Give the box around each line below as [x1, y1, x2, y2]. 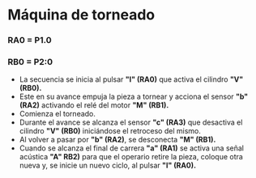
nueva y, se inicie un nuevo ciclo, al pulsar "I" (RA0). [19, 160, 196, 171]
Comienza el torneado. [19, 109, 96, 119]
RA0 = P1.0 [7, 35, 52, 46]
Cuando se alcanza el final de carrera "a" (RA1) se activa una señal [19, 143, 245, 153]
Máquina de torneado [7, 6, 156, 24]
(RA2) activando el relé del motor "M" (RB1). [19, 100, 169, 110]
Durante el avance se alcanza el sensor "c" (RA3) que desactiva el [19, 117, 243, 127]
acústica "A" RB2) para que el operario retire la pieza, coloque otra [19, 152, 244, 162]
